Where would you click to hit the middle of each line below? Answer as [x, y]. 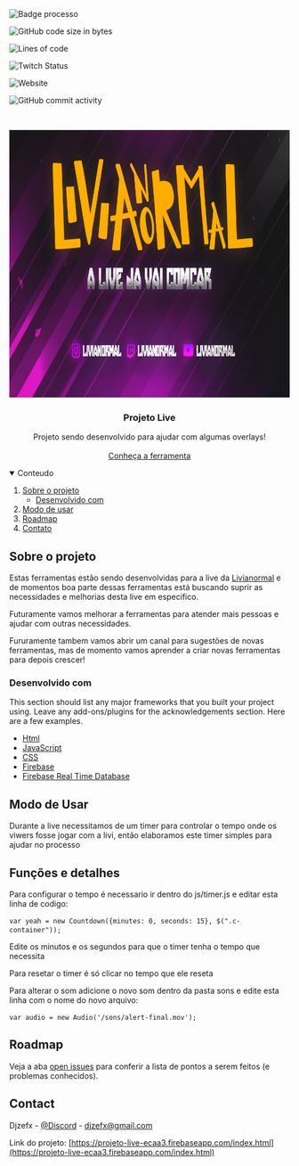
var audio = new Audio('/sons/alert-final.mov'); [103, 1018]
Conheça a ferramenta [149, 456]
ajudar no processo [45, 845]
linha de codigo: [39, 904]
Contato [37, 529]
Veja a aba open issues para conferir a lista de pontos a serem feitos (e [139, 1066]
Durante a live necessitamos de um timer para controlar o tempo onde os [143, 826]
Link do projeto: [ [40, 1142]
